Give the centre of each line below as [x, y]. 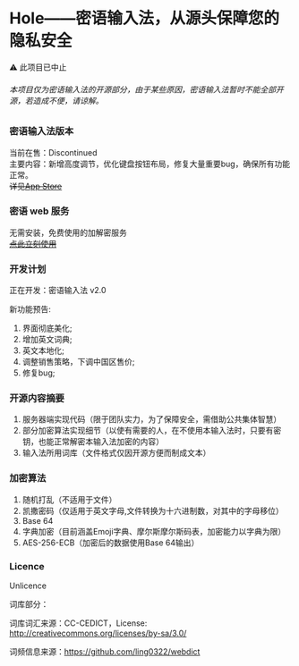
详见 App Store [36, 186]
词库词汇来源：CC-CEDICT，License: [78, 623]
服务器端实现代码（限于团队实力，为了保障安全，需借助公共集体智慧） [152, 419]
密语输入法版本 [42, 131]
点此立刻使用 [33, 243]
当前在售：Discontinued [53, 152]
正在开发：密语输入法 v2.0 [58, 291]
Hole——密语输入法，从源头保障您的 [145, 18]
